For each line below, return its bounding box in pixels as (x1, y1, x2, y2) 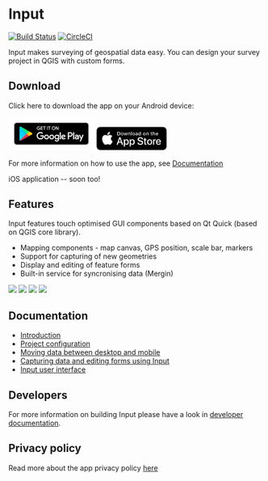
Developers (8, 388, 68, 402)
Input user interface (19, 365, 86, 374)
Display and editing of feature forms (19, 260, 140, 270)
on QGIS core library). (8, 227, 81, 237)
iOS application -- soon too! (8, 174, 101, 184)
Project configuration (19, 339, 91, 348)
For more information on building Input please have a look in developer (8, 409, 244, 419)
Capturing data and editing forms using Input (19, 357, 170, 366)
